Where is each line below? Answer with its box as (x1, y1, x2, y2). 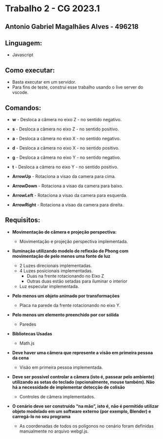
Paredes (19, 321, 37, 327)
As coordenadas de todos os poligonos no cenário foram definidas (19, 423, 154, 429)
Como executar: (5, 66, 55, 74)
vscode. (12, 89, 29, 95)
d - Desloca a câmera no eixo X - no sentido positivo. (12, 145, 120, 151)
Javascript (12, 52, 34, 58)
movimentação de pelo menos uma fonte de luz (12, 253, 111, 259)
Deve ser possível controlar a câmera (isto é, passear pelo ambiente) (12, 373, 155, 379)
